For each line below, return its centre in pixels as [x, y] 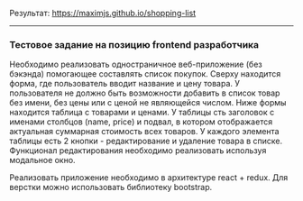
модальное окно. [42, 160]
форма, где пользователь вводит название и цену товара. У [125, 84]
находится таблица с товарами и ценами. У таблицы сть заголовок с [142, 113]
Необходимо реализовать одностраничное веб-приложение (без [136, 64]
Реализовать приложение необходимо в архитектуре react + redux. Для [149, 178]
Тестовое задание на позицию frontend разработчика [134, 44]
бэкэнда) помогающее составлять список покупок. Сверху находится [145, 74]
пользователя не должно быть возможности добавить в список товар [145, 93]
